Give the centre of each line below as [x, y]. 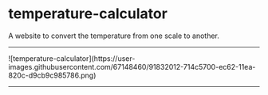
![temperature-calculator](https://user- [72, 58]
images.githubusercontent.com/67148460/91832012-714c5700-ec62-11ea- [132, 66]
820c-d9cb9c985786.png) [52, 75]
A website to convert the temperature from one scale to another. [114, 36]
